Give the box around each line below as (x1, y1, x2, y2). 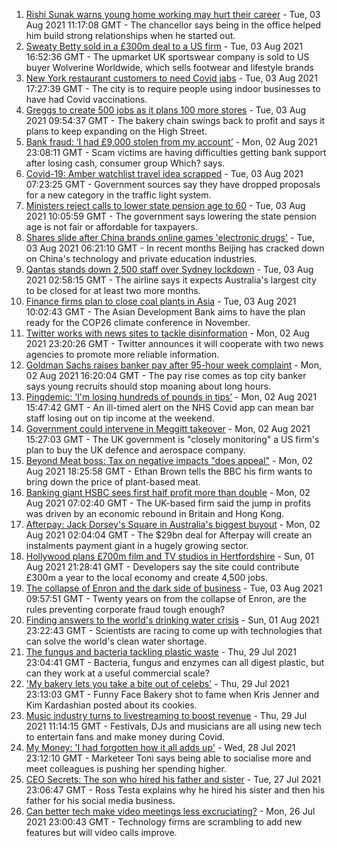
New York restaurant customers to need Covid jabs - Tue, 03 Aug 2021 (25, 72, 318, 84)
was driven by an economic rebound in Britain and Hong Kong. (25, 508, 285, 519)
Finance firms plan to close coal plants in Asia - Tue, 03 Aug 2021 (25, 295, 297, 307)
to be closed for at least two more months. (25, 285, 201, 296)
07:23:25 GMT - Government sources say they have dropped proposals (25, 179, 321, 190)
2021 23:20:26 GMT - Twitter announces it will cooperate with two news (25, 338, 324, 349)
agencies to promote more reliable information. (25, 349, 220, 360)
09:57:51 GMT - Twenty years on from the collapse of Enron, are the (25, 593, 307, 604)
